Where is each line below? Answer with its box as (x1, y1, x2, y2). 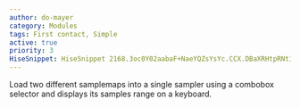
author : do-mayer (9, 12, 74, 22)
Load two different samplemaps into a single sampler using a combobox (9, 79, 275, 89)
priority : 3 (9, 46, 54, 55)
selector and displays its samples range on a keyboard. (9, 88, 212, 99)
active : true (9, 37, 58, 47)
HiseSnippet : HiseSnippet (9, 54, 105, 63)
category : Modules (9, 21, 78, 30)
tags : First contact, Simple (9, 29, 118, 38)
